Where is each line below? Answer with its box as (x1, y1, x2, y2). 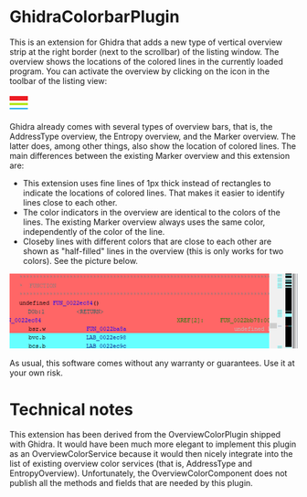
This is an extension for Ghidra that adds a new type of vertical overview (9, 37, 283, 48)
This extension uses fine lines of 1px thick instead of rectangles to (22, 177, 271, 188)
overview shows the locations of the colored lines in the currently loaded (9, 56, 283, 67)
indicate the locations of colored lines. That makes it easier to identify (22, 187, 285, 198)
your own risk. (9, 367, 64, 378)
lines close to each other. (22, 196, 118, 207)
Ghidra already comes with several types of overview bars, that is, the (9, 121, 273, 132)
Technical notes (9, 399, 134, 419)
